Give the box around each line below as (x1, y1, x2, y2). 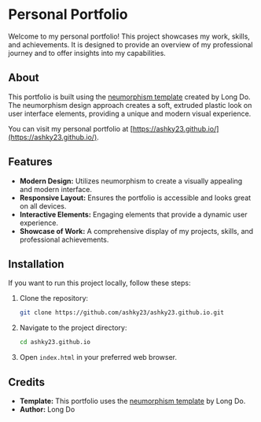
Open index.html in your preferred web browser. (19, 353, 178, 362)
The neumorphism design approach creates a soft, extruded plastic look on (8, 100, 252, 109)
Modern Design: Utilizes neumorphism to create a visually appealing (19, 176, 243, 186)
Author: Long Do (19, 404, 75, 414)
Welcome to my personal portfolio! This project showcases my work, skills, (8, 31, 250, 41)
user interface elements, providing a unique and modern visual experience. (8, 109, 252, 118)
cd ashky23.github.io (19, 339, 90, 346)
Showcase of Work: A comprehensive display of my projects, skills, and (19, 226, 254, 235)
